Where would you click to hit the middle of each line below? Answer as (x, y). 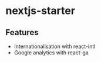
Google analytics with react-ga (51, 53)
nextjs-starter (41, 11)
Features (22, 32)
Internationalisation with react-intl (55, 46)
